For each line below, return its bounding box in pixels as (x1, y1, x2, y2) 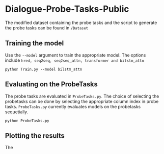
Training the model (5, 39, 64, 48)
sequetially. (5, 109, 28, 115)
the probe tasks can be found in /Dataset (5, 25, 88, 30)
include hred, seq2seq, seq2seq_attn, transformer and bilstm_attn (5, 57, 144, 63)
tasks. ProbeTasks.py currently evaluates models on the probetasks (5, 103, 141, 109)
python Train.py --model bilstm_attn (5, 67, 82, 72)
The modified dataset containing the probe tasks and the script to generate (5, 20, 157, 26)
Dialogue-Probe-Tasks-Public (5, 3, 129, 15)
